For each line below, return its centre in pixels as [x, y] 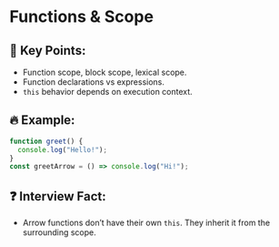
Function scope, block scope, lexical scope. [105, 72]
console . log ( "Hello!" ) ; [62, 149]
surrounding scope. [60, 232]
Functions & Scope [82, 17]
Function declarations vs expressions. [94, 82]
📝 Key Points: [48, 51]
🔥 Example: [42, 120]
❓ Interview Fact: [58, 196]
